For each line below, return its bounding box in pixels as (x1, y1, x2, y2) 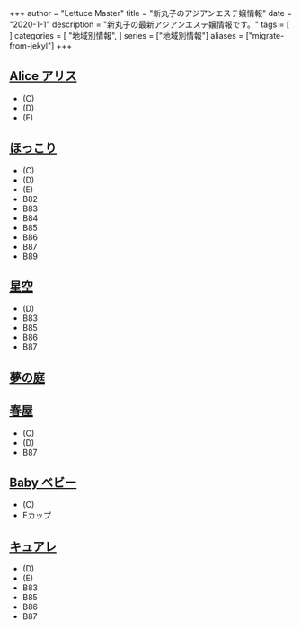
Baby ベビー (9, 475, 77, 491)
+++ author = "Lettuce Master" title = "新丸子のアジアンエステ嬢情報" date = (9, 8, 293, 18)
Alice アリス (9, 68, 77, 84)
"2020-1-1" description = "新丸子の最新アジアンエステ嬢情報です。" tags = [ (9, 19, 290, 30)
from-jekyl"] (9, 40, 55, 51)
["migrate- (245, 31, 285, 40)
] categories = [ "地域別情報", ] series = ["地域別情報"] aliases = (9, 31, 244, 40)
